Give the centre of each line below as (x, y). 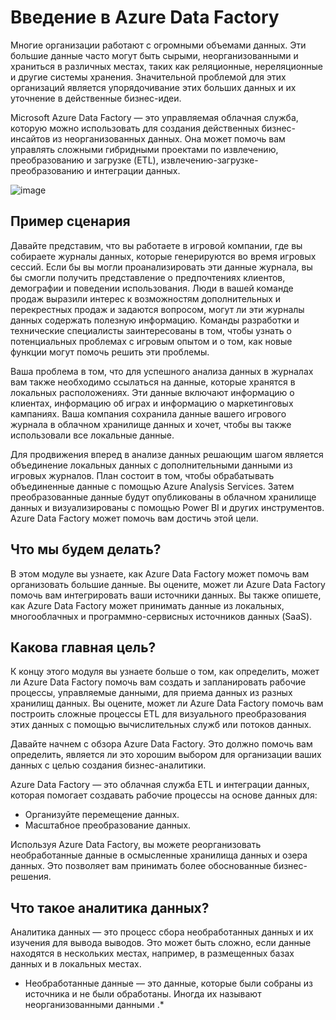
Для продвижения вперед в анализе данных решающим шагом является (167, 454)
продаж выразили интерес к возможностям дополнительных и (146, 298)
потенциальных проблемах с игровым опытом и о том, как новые (151, 341)
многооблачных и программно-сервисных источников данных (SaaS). (161, 616)
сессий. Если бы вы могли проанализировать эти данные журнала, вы (161, 267)
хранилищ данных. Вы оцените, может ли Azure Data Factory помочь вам (167, 703)
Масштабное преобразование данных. (108, 825)
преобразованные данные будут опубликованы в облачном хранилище (163, 497)
